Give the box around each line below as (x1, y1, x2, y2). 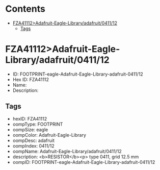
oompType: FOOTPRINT (12, 121, 63, 127)
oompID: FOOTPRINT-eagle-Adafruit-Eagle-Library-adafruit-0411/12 (12, 159, 155, 165)
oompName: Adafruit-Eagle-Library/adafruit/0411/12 (12, 148, 122, 154)
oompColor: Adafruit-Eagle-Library (12, 132, 87, 138)
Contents (5, 3, 46, 15)
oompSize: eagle (12, 126, 48, 133)
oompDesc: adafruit (12, 137, 55, 143)
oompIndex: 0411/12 (12, 142, 55, 149)
